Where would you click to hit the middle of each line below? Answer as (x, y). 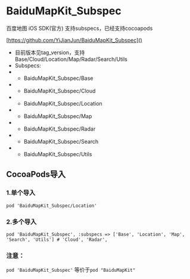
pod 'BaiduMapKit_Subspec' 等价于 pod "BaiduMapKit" (71, 270)
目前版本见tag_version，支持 (50, 52)
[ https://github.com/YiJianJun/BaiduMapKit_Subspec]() (74, 40)
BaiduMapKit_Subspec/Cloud (60, 91)
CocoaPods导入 (36, 174)
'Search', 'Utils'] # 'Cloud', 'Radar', (57, 240)
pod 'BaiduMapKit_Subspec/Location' (52, 206)
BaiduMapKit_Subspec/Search (61, 141)
